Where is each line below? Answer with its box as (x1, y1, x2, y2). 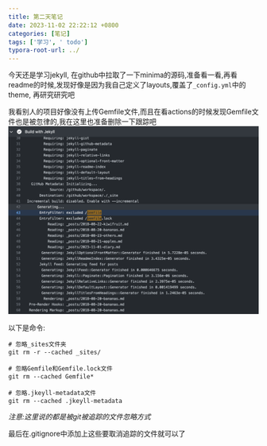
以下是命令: (8, 323, 46, 332)
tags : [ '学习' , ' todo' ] (8, 38, 88, 46)
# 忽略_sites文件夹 (8, 340, 67, 348)
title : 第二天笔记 (8, 13, 64, 21)
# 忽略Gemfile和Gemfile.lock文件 (8, 364, 113, 373)
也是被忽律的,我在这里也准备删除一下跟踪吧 (14, 117, 157, 126)
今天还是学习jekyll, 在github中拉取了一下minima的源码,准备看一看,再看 (8, 70, 238, 80)
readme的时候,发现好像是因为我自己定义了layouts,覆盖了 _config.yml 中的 (8, 80, 246, 90)
